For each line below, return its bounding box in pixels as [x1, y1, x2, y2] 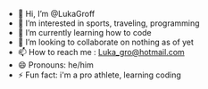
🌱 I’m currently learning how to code [17, 28, 152, 37]
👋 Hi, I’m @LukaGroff [17, 9, 96, 19]
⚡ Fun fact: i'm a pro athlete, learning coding [17, 69, 181, 80]
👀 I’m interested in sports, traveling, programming [17, 18, 200, 28]
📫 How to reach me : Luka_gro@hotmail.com [17, 47, 185, 57]
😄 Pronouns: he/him [17, 60, 94, 70]
